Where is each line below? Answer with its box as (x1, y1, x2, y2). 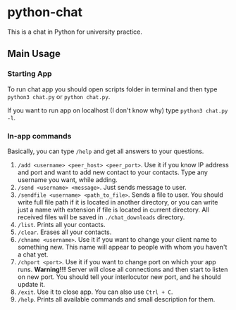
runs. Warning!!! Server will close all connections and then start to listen (17, 265, 228, 273)
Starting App (7, 69, 52, 79)
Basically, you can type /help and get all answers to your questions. (7, 147, 204, 155)
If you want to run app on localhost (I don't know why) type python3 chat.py (7, 106, 228, 115)
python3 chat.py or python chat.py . (7, 92, 111, 101)
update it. (17, 280, 46, 288)
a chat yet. (17, 250, 49, 259)
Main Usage (7, 48, 61, 60)
